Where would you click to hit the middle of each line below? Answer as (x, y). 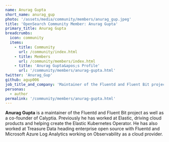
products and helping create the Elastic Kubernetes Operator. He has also (81, 123)
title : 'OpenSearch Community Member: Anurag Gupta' (62, 24)
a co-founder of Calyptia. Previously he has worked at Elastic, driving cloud (83, 118)
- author (19, 94)
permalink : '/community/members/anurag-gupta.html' (60, 98)
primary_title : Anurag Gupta (36, 29)
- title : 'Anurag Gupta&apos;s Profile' (57, 66)
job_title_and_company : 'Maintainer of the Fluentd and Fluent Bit (77, 84)
